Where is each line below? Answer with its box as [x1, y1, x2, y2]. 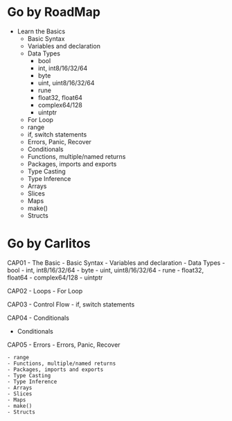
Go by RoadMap [7, 4, 100, 20]
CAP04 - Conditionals [7, 313, 69, 322]
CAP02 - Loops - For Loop [7, 286, 83, 295]
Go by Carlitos [7, 236, 91, 252]
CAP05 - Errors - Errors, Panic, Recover [7, 341, 121, 349]
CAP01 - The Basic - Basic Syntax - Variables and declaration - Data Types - [7, 258, 225, 267]
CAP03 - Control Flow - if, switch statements [7, 300, 135, 309]
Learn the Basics [17, 27, 66, 35]
